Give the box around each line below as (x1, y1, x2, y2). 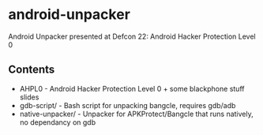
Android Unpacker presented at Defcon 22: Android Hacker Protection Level (8, 32, 256, 41)
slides (19, 92, 39, 102)
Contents (8, 63, 55, 77)
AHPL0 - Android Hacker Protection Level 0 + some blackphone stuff (19, 84, 245, 93)
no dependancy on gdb (19, 117, 96, 127)
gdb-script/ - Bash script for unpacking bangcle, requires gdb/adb (19, 100, 236, 110)
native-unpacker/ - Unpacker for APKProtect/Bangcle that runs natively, (19, 109, 254, 118)
